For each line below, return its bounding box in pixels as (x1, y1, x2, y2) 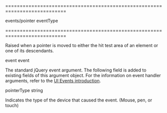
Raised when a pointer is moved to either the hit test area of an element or (5, 42, 158, 48)
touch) (5, 102, 19, 108)
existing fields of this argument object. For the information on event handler (5, 72, 161, 78)
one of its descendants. (5, 48, 54, 53)
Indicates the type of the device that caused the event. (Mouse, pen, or (5, 97, 152, 103)
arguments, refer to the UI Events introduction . (5, 78, 101, 83)
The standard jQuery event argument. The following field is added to (5, 67, 146, 73)
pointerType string (5, 87, 44, 93)
